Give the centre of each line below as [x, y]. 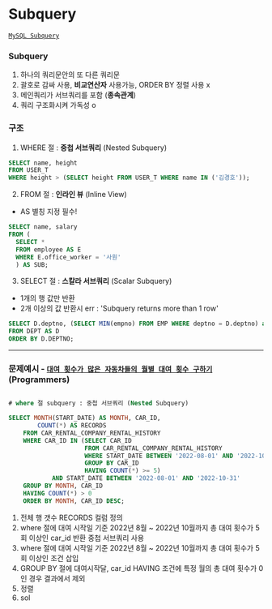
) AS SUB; [32, 264]
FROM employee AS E [49, 249]
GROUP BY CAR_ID [112, 463]
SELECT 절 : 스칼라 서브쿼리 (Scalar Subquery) [96, 281]
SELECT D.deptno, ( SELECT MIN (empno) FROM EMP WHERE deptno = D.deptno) [134, 324]
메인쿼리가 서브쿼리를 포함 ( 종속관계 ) [78, 95]
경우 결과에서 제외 [57, 578]
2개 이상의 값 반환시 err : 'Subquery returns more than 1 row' [119, 308]
